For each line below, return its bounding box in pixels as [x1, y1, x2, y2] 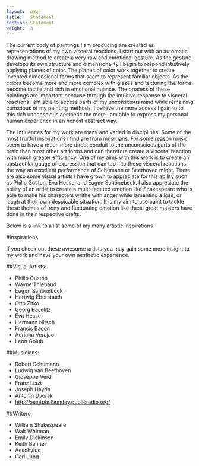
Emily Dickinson [14, 434, 55, 441]
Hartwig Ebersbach [14, 293, 62, 300]
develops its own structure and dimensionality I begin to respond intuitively [6, 61, 190, 68]
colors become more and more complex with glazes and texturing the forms [6, 80, 192, 87]
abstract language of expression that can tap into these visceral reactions [6, 160, 187, 167]
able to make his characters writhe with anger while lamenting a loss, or [6, 192, 182, 199]
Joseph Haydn [14, 386, 51, 393]
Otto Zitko [14, 300, 40, 307]
